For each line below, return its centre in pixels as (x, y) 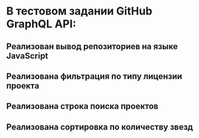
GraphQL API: (41, 24)
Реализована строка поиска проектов (83, 106)
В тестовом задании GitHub (79, 11)
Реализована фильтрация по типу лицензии (94, 76)
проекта (23, 86)
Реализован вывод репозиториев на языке (92, 46)
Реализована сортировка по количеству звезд (99, 127)
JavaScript (27, 56)
